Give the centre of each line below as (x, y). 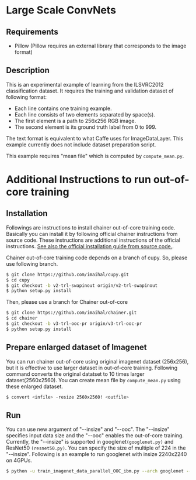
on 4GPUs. (19, 461)
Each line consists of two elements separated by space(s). (85, 114)
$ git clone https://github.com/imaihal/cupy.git (68, 275)
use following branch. (32, 263)
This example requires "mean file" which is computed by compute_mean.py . (95, 156)
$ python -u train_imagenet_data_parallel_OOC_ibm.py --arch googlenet (95, 471)
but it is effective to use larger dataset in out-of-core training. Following (92, 368)
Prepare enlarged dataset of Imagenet (76, 347)
